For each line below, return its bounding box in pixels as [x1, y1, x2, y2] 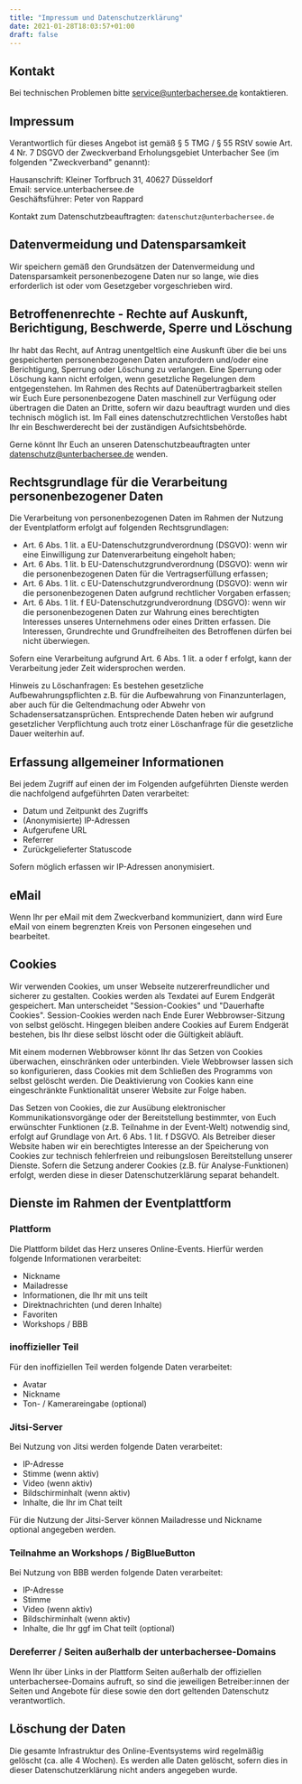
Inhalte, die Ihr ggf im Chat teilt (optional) [22, 1623, 176, 1634]
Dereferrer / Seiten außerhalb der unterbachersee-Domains [9, 1646, 277, 1658]
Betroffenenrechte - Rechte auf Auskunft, [9, 306, 248, 322]
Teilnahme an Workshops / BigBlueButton [9, 1546, 196, 1559]
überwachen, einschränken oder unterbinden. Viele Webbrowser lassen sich [9, 1056, 294, 1067]
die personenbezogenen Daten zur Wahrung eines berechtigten [22, 607, 260, 618]
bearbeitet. [9, 931, 50, 942]
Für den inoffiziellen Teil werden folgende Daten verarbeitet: [9, 1361, 233, 1372]
